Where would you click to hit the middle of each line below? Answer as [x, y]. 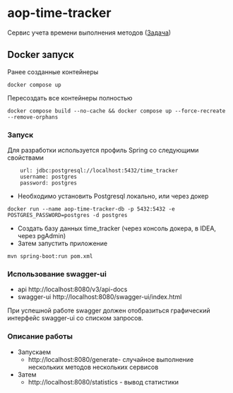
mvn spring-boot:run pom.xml [50, 257]
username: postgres [49, 177]
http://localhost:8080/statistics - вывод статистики [103, 382]
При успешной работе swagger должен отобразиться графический [109, 311]
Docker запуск [41, 55]
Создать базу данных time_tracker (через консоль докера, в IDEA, [117, 228]
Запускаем [34, 352]
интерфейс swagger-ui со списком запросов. [75, 318]
